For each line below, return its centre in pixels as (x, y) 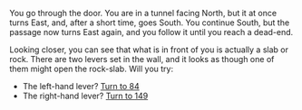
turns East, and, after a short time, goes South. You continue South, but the (150, 23)
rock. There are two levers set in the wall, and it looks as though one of (142, 59)
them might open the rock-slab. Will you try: (92, 69)
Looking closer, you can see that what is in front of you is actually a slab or (149, 50)
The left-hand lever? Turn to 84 (81, 86)
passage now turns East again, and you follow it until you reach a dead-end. (151, 32)
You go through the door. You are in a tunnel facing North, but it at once (143, 13)
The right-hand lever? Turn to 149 (85, 96)
